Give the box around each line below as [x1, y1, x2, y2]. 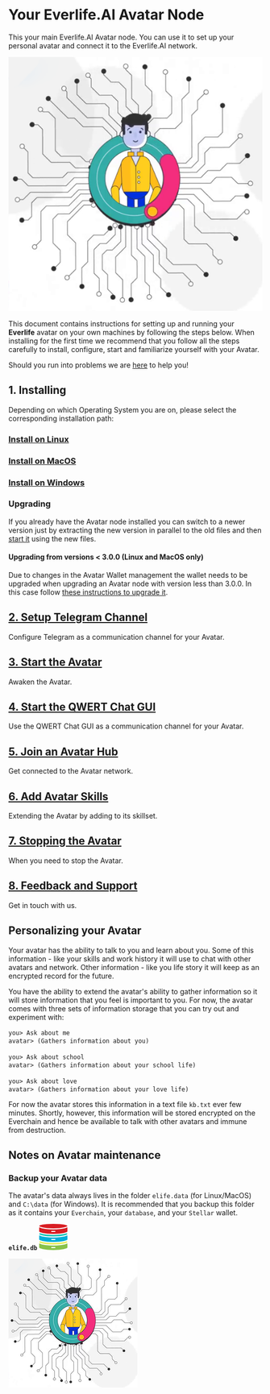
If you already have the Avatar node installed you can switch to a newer [8, 517, 246, 526]
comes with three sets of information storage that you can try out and [8, 1003, 239, 1013]
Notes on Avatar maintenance [8, 1148, 161, 1162]
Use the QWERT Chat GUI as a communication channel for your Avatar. [8, 721, 244, 731]
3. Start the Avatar [8, 655, 102, 670]
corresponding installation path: [8, 413, 114, 423]
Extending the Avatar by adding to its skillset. [8, 811, 158, 821]
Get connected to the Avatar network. [8, 766, 134, 776]
